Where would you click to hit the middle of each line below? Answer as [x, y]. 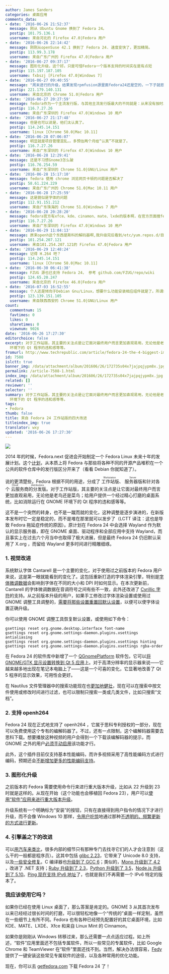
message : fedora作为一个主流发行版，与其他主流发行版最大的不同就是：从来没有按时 [87, 104]
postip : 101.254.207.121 [36, 240]
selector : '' [19, 390]
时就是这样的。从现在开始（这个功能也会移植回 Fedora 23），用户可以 [77, 793]
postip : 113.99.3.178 [32, 52]
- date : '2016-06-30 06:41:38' [38, 268]
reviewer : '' [19, 385]
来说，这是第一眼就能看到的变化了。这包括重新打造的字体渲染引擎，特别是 [82, 576]
